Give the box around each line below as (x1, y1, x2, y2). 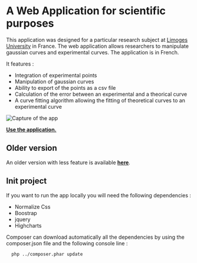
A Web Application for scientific (6, 4, 166, 18)
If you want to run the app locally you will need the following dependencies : (6, 191, 192, 199)
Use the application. (6, 126, 57, 133)
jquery (14, 216, 31, 223)
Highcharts (14, 222, 42, 229)
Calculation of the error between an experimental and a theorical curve (14, 90, 188, 98)
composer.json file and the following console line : (6, 239, 128, 246)
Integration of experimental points (14, 72, 97, 79)
